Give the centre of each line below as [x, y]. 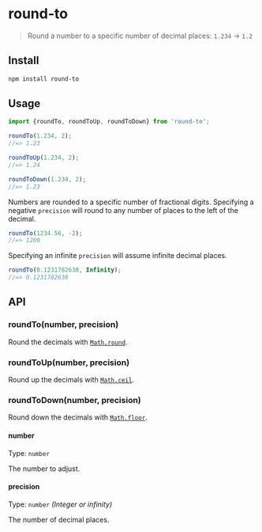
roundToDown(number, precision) [75, 400]
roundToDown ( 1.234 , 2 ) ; [47, 179]
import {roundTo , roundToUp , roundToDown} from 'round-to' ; [109, 122]
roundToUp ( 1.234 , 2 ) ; [44, 158]
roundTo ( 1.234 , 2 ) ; [40, 136]
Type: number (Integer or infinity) [60, 504]
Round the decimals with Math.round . [68, 342]
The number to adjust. [44, 469]
